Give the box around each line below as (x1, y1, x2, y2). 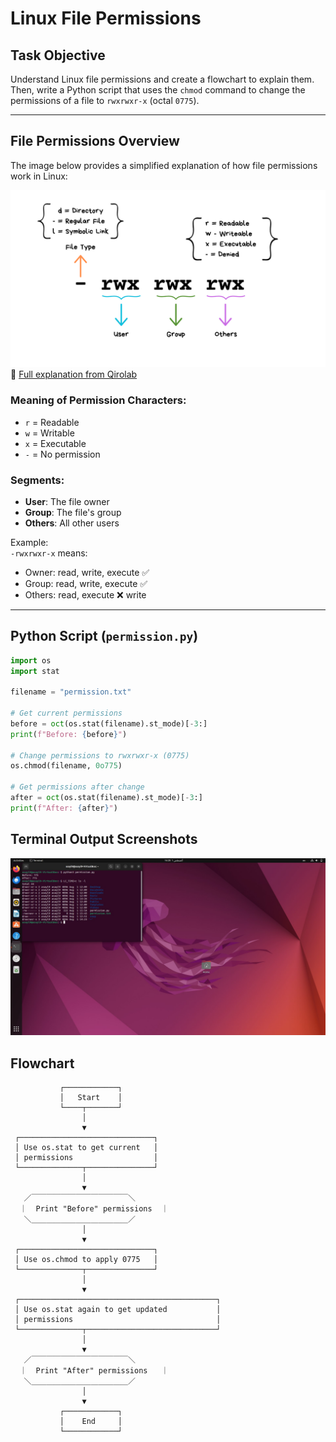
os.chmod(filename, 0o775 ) (10, 761, 123, 771)
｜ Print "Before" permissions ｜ (19, 1203, 169, 1214)
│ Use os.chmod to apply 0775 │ (14, 1254, 159, 1264)
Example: (10, 536, 49, 548)
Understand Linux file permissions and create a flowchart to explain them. (10, 73, 315, 85)
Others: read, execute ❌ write (24, 588, 147, 601)
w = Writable (24, 427, 75, 439)
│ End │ (59, 1416, 123, 1426)
